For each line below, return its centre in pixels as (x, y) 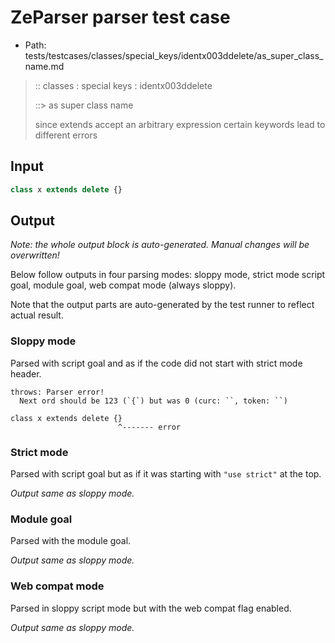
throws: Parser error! (57, 392)
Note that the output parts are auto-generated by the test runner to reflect (162, 305)
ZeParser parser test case (120, 17)
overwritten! (35, 255)
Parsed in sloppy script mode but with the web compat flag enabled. (151, 608)
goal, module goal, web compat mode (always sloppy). (123, 285)
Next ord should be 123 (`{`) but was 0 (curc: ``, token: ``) (153, 401)
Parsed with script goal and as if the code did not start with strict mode (156, 363)
